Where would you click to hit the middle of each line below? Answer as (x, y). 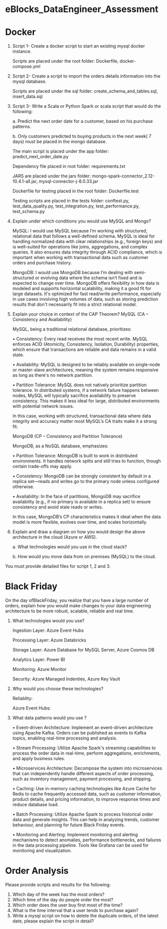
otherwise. (23, 487)
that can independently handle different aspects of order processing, (83, 774)
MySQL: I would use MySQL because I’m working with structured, (80, 231)
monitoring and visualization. (42, 851)
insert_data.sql (27, 97)
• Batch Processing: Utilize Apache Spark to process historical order (83, 814)
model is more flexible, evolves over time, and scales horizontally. (80, 522)
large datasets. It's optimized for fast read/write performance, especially (87, 294)
